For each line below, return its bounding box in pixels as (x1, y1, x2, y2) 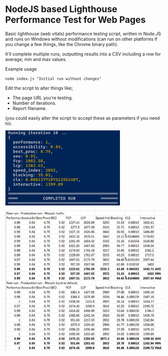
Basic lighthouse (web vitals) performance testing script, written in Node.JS (5, 30, 161, 36)
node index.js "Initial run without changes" (5, 76, 101, 81)
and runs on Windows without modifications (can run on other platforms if (5, 36, 157, 42)
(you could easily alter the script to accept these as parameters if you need (5, 115, 160, 121)
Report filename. (12, 105, 47, 111)
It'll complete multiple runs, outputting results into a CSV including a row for (5, 51, 161, 57)
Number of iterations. (12, 100, 56, 106)
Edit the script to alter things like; (5, 85, 73, 91)
